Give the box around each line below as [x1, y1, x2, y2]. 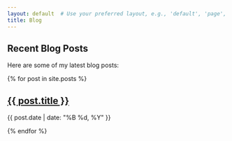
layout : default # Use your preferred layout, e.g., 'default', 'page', [7, 10, 227, 17]
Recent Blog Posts [7, 43, 89, 54]
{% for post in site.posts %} [7, 75, 87, 83]
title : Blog [7, 17, 42, 24]
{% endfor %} [7, 127, 48, 135]
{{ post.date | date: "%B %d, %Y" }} [7, 113, 111, 122]
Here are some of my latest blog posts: [7, 61, 119, 70]
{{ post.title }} [7, 95, 70, 107]
